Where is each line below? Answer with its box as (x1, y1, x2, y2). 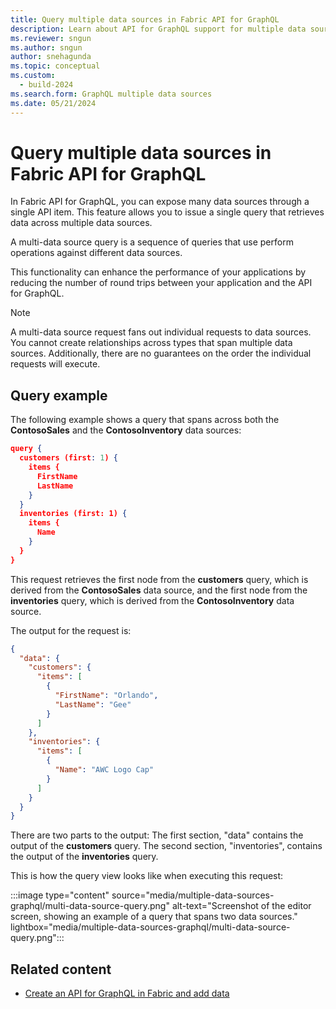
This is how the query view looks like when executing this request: (10, 870, 284, 882)
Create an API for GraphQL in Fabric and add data (24, 987, 230, 1000)
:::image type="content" (10, 889, 110, 901)
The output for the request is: (10, 624, 132, 636)
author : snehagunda (10, 52, 92, 62)
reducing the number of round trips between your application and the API (10, 277, 313, 289)
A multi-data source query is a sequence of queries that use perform (10, 236, 294, 248)
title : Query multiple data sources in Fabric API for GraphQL (10, 14, 280, 25)
